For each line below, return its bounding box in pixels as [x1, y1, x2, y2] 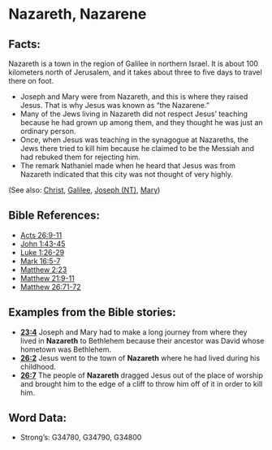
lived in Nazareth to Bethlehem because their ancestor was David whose [19, 335, 265, 345]
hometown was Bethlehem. [19, 344, 112, 354]
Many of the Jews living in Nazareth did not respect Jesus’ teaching [19, 109, 248, 119]
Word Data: [8, 411, 67, 425]
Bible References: [8, 209, 100, 223]
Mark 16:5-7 [19, 256, 61, 266]
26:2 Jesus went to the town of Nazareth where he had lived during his [19, 353, 261, 362]
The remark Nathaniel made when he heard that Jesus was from [19, 161, 236, 171]
